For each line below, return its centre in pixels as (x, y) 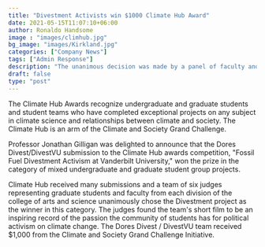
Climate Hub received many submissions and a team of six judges (115, 184)
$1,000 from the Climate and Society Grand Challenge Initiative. (112, 234)
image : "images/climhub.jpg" (58, 37)
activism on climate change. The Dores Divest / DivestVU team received (125, 226)
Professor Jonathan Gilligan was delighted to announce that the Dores (122, 144)
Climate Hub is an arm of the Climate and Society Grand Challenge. (118, 129)
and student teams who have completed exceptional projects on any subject (132, 112)
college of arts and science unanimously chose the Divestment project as (127, 201)
